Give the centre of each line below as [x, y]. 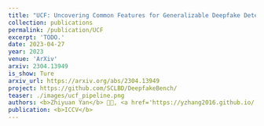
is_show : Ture [31, 74]
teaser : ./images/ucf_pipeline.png [66, 95]
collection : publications [50, 23]
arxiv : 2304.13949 [38, 67]
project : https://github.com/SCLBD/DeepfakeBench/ [93, 88]
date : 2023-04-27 [37, 45]
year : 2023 [26, 52]
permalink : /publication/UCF [56, 30]
